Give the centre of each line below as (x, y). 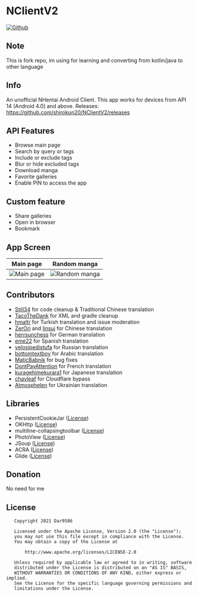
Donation (23, 475)
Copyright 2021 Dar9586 (43, 521)
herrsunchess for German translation (60, 334)
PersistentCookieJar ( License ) (52, 418)
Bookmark (27, 229)
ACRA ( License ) (34, 449)
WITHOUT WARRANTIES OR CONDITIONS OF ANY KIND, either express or (98, 573)
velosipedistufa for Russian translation (61, 347)
